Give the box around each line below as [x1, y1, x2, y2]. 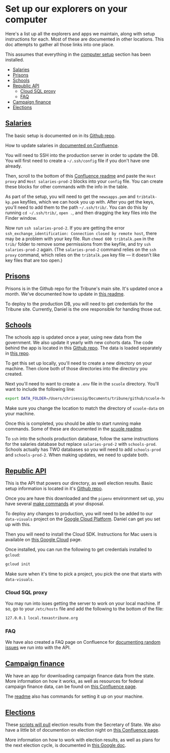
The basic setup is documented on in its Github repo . [5, 133, 116, 139]
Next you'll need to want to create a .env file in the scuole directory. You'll [5, 381, 159, 387]
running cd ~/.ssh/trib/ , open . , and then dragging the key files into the [5, 209, 157, 216]
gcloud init [5, 562, 30, 567]
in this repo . [5, 350, 30, 356]
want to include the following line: [5, 386, 75, 392]
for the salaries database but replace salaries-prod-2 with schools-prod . [5, 441, 157, 447]
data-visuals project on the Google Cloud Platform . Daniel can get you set [5, 516, 160, 522]
